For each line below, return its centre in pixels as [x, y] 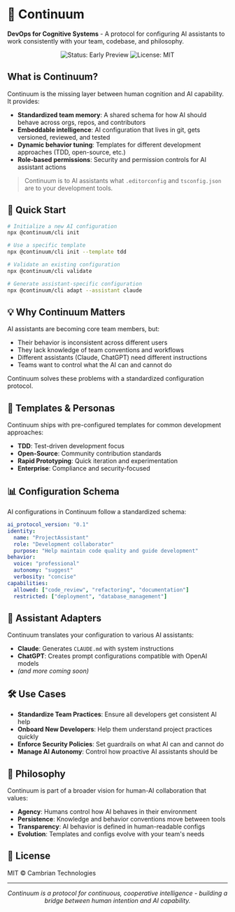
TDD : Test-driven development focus [71, 446]
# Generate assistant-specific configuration [74, 283]
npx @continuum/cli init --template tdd [67, 252]
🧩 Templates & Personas [61, 408]
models [28, 664]
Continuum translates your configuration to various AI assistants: [101, 635]
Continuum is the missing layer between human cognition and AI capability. [116, 93]
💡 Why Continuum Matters [66, 312]
